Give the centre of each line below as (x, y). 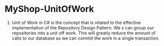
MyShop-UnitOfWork (50, 9)
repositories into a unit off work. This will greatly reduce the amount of (83, 33)
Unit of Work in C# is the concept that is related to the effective (76, 23)
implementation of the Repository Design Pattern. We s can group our (83, 27)
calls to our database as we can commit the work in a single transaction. (85, 38)
